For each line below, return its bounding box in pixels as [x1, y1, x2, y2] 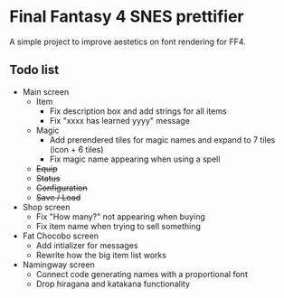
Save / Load [35, 191, 81, 202]
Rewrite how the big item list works [35, 249, 167, 260]
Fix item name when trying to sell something [35, 220, 202, 231]
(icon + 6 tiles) [49, 144, 104, 154]
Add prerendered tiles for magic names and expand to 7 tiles [49, 134, 276, 145]
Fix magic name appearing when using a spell [49, 154, 221, 164]
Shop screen [22, 201, 71, 212]
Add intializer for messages [35, 239, 138, 250]
